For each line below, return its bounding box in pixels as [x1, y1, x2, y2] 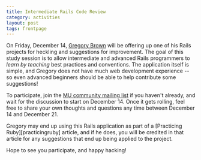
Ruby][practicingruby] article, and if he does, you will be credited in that [6, 129, 184, 136]
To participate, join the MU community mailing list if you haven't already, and [6, 92, 196, 99]
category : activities [6, 14, 61, 20]
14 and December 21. [6, 111, 59, 118]
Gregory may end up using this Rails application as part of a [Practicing [6, 122, 182, 129]
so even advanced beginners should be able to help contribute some [6, 74, 176, 81]
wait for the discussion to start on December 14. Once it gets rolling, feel [6, 98, 185, 105]
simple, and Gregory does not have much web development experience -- [6, 67, 190, 75]
